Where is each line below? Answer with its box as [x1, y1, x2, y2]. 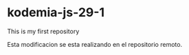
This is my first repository [7, 27, 80, 35]
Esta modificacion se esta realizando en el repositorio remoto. [7, 40, 183, 48]
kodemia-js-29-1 [7, 5, 105, 20]
